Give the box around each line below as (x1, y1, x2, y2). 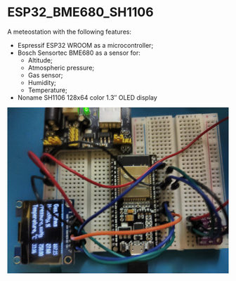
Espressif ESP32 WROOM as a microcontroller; (17, 41, 154, 49)
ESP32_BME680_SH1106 (7, 4, 154, 20)
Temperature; (27, 86, 68, 94)
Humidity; (27, 78, 56, 86)
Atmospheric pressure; (27, 63, 95, 72)
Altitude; (27, 55, 53, 64)
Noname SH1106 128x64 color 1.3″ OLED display (17, 93, 158, 102)
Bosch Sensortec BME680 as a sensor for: (17, 48, 140, 57)
